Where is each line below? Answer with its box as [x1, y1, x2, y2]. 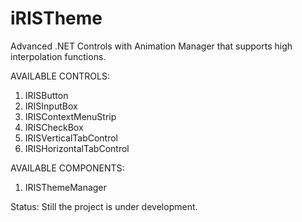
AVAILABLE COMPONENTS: [10, 162, 125, 174]
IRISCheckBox [24, 121, 84, 133]
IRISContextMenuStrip [24, 110, 117, 122]
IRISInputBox [24, 100, 78, 112]
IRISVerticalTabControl [24, 132, 119, 144]
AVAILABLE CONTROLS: [10, 70, 110, 82]
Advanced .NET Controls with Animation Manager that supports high [10, 40, 293, 52]
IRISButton [24, 89, 69, 101]
